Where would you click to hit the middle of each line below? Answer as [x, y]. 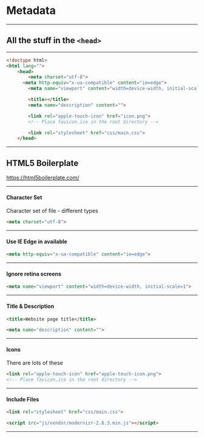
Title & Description [30, 306]
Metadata [31, 11]
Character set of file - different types [52, 211]
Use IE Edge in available [37, 242]
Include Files [23, 399]
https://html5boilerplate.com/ [43, 178]
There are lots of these [35, 363]
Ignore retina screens [34, 274]
